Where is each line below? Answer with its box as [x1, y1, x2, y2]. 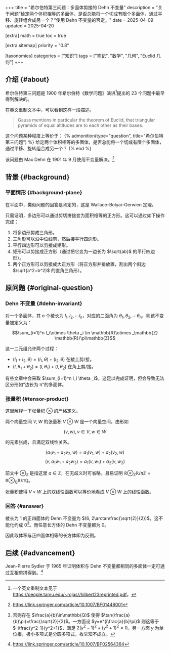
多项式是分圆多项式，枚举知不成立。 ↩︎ [34, 631, 115, 637]
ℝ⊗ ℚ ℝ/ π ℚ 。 [5, 477, 33, 485]
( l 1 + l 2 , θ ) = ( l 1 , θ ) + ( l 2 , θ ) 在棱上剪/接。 [12, 356, 95, 364]
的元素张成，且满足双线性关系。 [5, 439, 72, 445]
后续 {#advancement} [5, 548, 75, 557]
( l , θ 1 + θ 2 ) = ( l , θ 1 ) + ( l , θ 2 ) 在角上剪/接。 [12, 364, 96, 371]
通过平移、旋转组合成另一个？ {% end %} [5, 146, 92, 152]
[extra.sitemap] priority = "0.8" [5, 42, 69, 48]
